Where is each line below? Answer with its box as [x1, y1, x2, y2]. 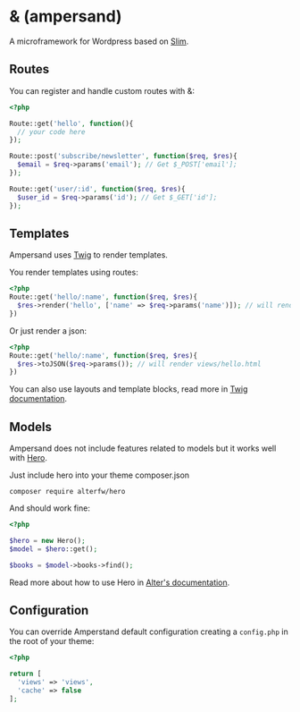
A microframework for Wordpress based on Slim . [9, 36, 189, 47]
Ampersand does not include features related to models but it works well [9, 443, 277, 453]
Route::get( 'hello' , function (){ [9, 119, 134, 128]
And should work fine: [9, 503, 91, 513]
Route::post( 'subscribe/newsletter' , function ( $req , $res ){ [9, 152, 238, 161]
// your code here [17, 127, 87, 136]
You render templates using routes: [9, 267, 138, 278]
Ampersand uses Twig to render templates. [9, 250, 168, 260]
